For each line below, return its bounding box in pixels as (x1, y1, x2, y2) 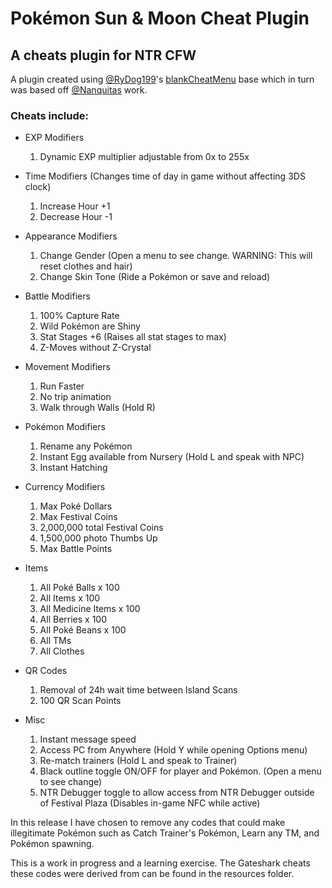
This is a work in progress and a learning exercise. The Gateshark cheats (10, 857, 311, 869)
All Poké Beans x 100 (39, 624, 127, 636)
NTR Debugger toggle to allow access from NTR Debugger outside (39, 787, 315, 799)
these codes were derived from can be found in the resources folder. (10, 868, 295, 880)
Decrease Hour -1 (39, 211, 113, 223)
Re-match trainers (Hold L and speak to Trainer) (39, 755, 238, 767)
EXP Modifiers (24, 132, 85, 144)
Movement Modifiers (24, 361, 111, 373)
